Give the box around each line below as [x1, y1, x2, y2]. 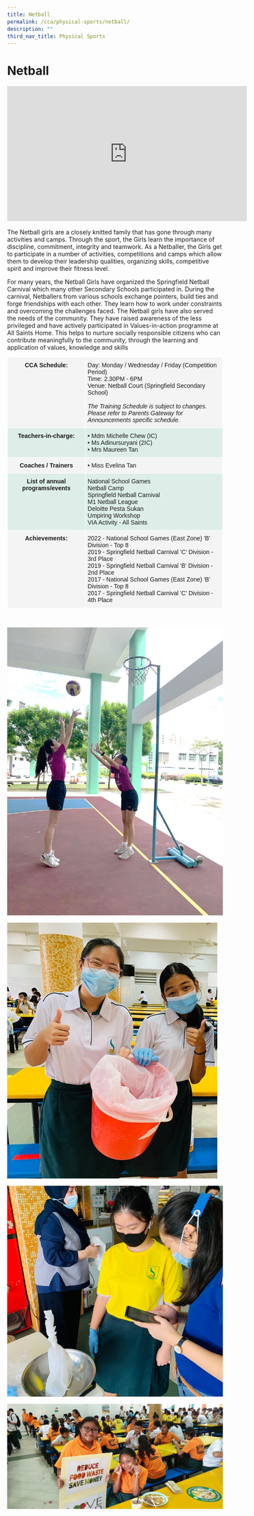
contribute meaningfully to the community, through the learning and [7, 336, 199, 344]
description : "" [7, 25, 53, 32]
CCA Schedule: [25, 361, 68, 370]
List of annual [27, 477, 66, 485]
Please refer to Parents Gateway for [88, 409, 183, 418]
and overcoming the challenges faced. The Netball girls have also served [7, 307, 214, 315]
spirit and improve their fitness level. [7, 265, 110, 273]
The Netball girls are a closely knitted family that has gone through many [7, 228, 212, 237]
